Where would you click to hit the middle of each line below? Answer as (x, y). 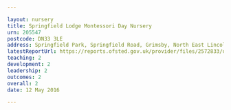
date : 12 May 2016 (33, 90)
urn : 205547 (24, 32)
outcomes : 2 (24, 77)
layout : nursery (30, 19)
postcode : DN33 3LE (35, 38)
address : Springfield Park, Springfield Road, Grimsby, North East (106, 45)
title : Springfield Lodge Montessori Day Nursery (80, 26)
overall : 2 (23, 83)
